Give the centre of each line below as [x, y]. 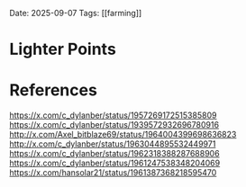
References [53, 90]
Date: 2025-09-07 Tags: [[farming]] [76, 13]
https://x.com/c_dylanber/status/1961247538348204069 [115, 163]
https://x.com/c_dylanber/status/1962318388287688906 [114, 154]
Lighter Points [63, 49]
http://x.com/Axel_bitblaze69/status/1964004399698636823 [123, 135]
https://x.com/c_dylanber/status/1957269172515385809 [113, 115]
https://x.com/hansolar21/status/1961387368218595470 [113, 173]
